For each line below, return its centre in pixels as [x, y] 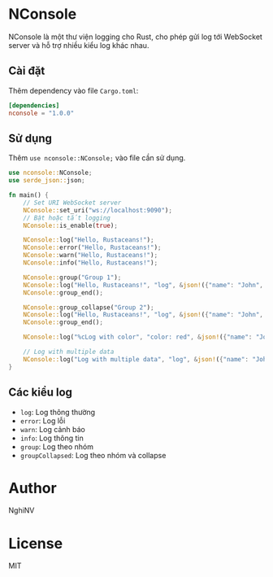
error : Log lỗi [43, 421]
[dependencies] [34, 105]
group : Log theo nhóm [56, 446]
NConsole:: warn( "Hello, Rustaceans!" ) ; [91, 256]
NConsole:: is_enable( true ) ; [70, 225]
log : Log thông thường [58, 412]
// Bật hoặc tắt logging [67, 218]
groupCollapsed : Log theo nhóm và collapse [93, 455]
